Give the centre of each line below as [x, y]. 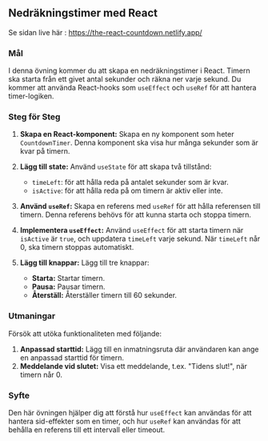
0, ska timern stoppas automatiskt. [77, 247]
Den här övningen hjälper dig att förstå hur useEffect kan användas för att [130, 413]
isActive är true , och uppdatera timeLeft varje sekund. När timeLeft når [140, 239]
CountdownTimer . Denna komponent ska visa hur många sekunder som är [139, 142]
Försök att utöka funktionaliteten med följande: [85, 333]
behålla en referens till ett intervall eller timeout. [87, 430]
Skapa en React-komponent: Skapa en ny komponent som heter [127, 134]
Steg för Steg [34, 117]
